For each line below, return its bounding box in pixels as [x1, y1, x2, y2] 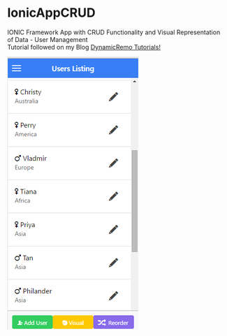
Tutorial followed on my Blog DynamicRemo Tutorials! [7, 43, 161, 51]
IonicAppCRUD [7, 5, 96, 21]
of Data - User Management [7, 35, 89, 43]
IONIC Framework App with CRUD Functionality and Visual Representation [7, 28, 221, 36]
